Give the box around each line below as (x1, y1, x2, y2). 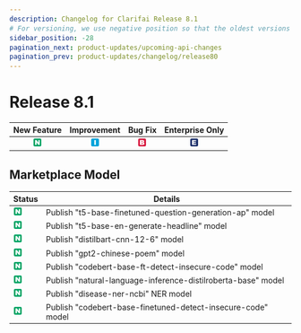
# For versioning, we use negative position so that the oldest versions (9, 23, 291, 33)
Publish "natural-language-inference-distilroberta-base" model (46, 275, 285, 286)
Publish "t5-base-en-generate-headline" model (46, 221, 228, 232)
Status (13, 193, 39, 204)
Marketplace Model (9, 167, 121, 182)
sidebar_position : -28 (9, 33, 94, 42)
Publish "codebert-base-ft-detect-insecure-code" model (46, 261, 263, 272)
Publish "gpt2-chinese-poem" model (46, 248, 185, 259)
